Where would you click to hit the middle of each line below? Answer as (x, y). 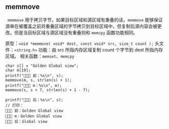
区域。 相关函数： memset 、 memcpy (40, 56)
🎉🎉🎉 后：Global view (26, 121)
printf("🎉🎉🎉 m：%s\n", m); (34, 85)
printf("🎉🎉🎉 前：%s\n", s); (34, 75)
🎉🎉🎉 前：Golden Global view (34, 111)
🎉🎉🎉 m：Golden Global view (34, 116)
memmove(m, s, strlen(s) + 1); (39, 80)
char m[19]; (18, 70)
